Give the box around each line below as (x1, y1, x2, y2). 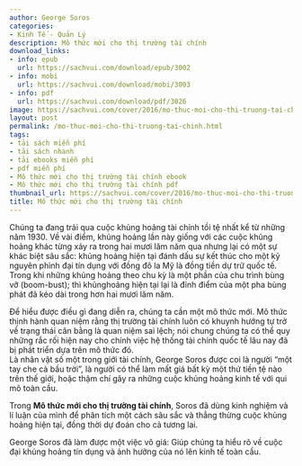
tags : (9, 130, 30, 139)
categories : (9, 22, 54, 31)
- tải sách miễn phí (9, 139, 87, 148)
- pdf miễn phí (9, 164, 67, 173)
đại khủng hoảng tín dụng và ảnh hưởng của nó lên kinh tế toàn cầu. (9, 446, 262, 457)
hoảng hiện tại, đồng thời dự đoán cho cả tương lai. (9, 419, 199, 430)
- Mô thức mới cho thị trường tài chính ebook (9, 172, 187, 181)
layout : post (9, 113, 58, 122)
